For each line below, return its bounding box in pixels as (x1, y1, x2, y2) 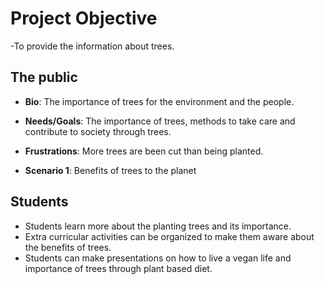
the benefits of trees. (24, 241, 112, 253)
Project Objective (10, 7, 158, 30)
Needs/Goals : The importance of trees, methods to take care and (24, 115, 296, 127)
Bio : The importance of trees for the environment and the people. (24, 95, 295, 107)
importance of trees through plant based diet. (24, 262, 213, 274)
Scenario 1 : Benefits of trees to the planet (24, 164, 197, 176)
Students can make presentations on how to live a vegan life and (24, 252, 292, 264)
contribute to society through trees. (24, 125, 172, 137)
